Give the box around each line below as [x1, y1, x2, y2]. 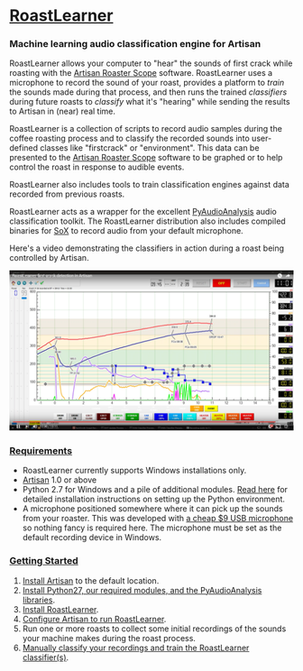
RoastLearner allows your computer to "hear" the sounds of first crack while [9, 58, 293, 69]
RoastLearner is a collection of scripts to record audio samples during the [9, 124, 282, 134]
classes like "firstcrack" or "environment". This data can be [40, 142, 260, 153]
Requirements [9, 444, 73, 456]
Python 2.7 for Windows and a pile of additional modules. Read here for [22, 484, 289, 495]
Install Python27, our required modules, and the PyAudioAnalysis [22, 584, 262, 595]
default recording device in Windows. [22, 532, 162, 543]
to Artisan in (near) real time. [9, 106, 115, 117]
